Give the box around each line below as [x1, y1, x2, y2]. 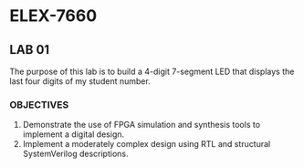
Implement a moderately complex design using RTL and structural [22, 139, 271, 150]
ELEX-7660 [9, 5, 98, 26]
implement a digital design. [22, 129, 125, 140]
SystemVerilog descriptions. [22, 148, 129, 160]
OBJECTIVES [9, 98, 69, 110]
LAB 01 [9, 42, 50, 58]
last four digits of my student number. [9, 76, 151, 87]
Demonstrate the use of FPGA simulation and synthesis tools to [22, 120, 261, 131]
